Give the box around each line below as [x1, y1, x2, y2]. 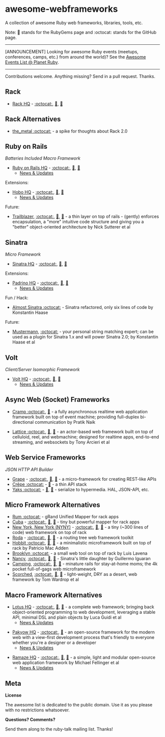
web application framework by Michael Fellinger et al [12, 660, 119, 666]
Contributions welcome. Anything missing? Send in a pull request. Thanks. [5, 73, 156, 79]
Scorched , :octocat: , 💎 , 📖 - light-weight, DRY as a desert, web [12, 571, 137, 577]
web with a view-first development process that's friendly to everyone [12, 635, 155, 640]
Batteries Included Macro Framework [5, 155, 81, 161]
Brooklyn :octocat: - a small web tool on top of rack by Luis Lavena [12, 550, 148, 556]
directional [12, 419, 34, 425]
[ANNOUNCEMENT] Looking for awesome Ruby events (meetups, [5, 48, 138, 55]
